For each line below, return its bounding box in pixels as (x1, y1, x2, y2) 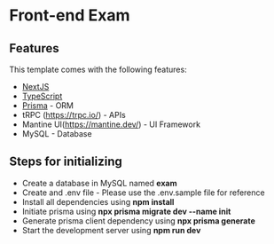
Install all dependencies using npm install (21, 196, 175, 207)
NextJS (21, 82, 50, 91)
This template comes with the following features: (9, 64, 188, 75)
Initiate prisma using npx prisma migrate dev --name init (21, 206, 231, 216)
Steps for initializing (9, 154, 122, 169)
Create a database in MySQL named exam (21, 177, 177, 188)
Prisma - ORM (21, 100, 74, 111)
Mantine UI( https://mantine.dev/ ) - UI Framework (21, 119, 201, 130)
